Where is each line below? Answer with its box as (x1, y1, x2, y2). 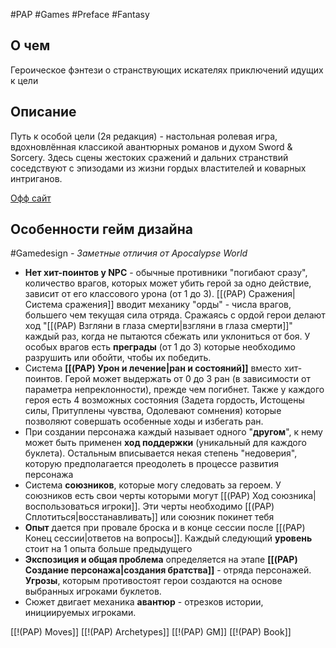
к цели (10, 74, 39, 86)
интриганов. (10, 172, 63, 184)
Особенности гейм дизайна (10, 221, 193, 238)
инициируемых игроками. (24, 607, 137, 619)
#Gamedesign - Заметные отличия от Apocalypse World (10, 247, 248, 259)
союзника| (271, 490, 317, 502)
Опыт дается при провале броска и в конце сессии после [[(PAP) (24, 522, 306, 534)
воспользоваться (24, 500, 100, 513)
